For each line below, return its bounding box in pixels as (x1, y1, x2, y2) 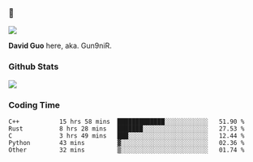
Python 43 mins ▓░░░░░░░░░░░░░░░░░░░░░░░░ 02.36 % (8, 139, 245, 147)
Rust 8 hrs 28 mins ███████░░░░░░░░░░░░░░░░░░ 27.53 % (8, 125, 245, 133)
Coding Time (8, 99, 61, 110)
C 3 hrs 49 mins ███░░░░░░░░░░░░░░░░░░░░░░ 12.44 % (8, 131, 245, 140)
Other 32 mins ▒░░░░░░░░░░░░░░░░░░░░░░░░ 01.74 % (8, 146, 245, 154)
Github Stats (8, 61, 59, 72)
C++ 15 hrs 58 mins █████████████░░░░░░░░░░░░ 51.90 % (8, 117, 245, 126)
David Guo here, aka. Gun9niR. (8, 40, 112, 51)
